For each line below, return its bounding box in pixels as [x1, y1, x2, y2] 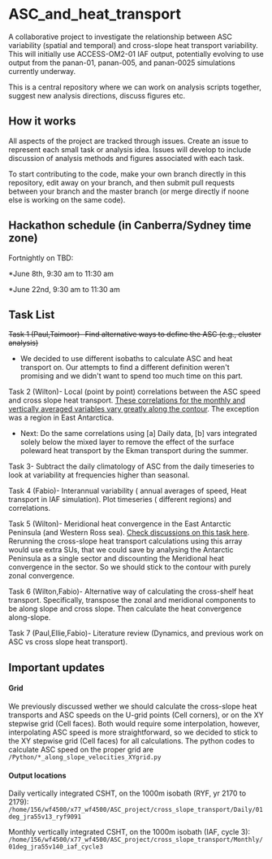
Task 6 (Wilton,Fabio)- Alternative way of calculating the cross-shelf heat [8, 586, 254, 596]
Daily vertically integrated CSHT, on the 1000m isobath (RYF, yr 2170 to [8, 788, 246, 798]
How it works [8, 115, 76, 129]
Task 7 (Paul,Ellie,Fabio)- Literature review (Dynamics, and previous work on [8, 628, 264, 639]
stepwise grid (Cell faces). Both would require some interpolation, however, [8, 718, 261, 728]
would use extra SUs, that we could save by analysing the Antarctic [8, 545, 234, 555]
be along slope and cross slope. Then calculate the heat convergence [8, 604, 242, 614]
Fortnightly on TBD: [8, 253, 74, 263]
